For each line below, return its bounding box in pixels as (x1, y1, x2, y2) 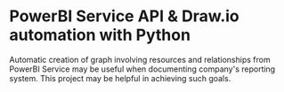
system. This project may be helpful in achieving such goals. (9, 73, 231, 83)
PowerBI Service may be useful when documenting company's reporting (9, 64, 276, 74)
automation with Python (9, 25, 191, 45)
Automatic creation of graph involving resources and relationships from (9, 54, 271, 65)
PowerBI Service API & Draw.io (9, 6, 239, 27)
